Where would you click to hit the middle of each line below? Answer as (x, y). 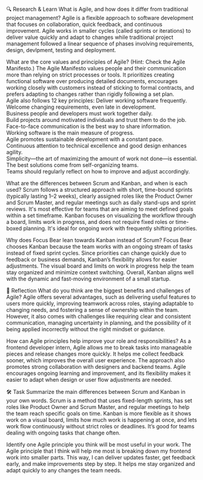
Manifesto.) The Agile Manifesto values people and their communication (96, 68)
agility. (15, 152)
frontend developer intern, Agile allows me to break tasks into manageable (99, 347)
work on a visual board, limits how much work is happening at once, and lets (102, 420)
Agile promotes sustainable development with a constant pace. (85, 139)
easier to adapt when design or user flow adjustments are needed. (89, 380)
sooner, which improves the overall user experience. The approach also (96, 360)
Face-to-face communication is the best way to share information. (89, 126)
